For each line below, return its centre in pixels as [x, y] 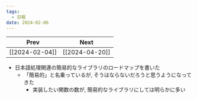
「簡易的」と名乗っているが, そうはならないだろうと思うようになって [108, 75]
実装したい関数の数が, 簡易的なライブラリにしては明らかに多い [109, 90]
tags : [13, 11]
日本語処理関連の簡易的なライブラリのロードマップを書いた [87, 68]
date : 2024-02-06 [28, 22]
